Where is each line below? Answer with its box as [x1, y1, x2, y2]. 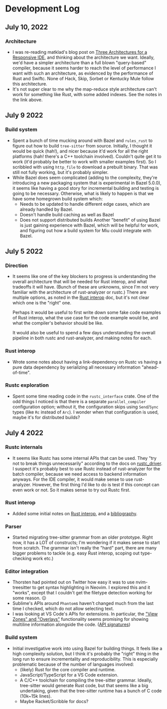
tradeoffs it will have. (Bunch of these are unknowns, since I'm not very [12, 284, 159, 290]
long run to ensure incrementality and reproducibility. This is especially [12, 656, 158, 662]
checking [12, 556, 32, 562]
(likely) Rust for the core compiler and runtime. [19, 666, 116, 673]
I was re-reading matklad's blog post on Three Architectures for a [12, 49, 148, 55]
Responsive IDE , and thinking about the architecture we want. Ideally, [12, 54, 155, 60]
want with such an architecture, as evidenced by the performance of [12, 70, 154, 76]
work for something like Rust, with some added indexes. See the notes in [12, 91, 162, 97]
